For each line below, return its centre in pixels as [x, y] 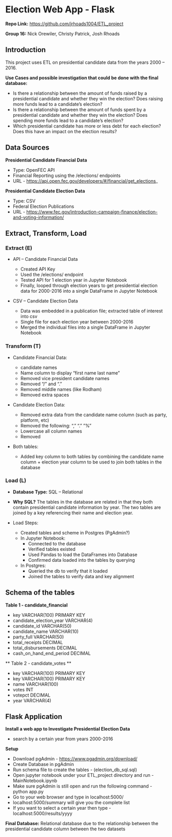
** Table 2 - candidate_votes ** [39, 663]
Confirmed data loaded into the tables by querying [81, 560]
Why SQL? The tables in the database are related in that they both [83, 502]
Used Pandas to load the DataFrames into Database [83, 555]
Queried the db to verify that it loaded [68, 571]
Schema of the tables [40, 593]
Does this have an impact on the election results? [65, 131]
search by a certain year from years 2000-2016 [63, 739]
